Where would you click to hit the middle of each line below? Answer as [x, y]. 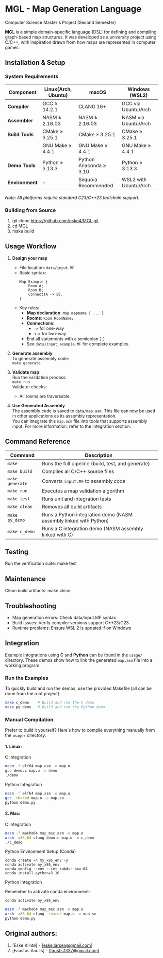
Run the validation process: [39, 377]
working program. [23, 665]
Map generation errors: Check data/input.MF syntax [64, 617]
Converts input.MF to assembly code [84, 481]
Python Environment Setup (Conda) [41, 851]
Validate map [26, 372]
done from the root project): [33, 694]
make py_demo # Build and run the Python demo [55, 707]
